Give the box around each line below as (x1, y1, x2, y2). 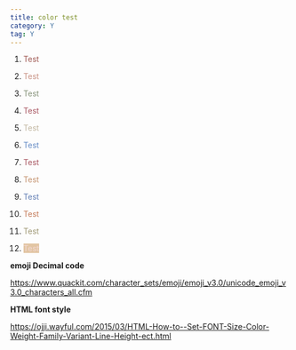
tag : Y (10, 29, 35, 38)
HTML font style (10, 304, 71, 315)
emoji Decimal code (10, 260, 85, 271)
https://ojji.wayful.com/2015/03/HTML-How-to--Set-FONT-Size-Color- (10, 322, 270, 332)
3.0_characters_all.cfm (10, 287, 92, 298)
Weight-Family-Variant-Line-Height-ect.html (10, 330, 172, 342)
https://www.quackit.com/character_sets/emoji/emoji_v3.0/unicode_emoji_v (10, 277, 287, 289)
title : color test (10, 12, 78, 22)
